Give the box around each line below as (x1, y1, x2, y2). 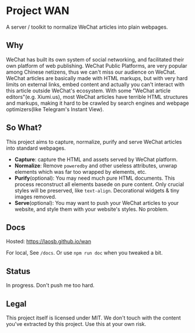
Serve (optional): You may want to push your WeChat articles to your (14, 199, 179, 206)
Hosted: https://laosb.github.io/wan (6, 238, 92, 245)
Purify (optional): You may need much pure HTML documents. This (14, 174, 175, 181)
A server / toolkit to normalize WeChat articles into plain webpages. (6, 23, 168, 30)
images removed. (14, 193, 57, 200)
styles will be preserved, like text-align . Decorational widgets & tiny (14, 187, 180, 194)
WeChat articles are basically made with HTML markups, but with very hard (6, 74, 188, 81)
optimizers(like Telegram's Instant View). (6, 105, 104, 112)
